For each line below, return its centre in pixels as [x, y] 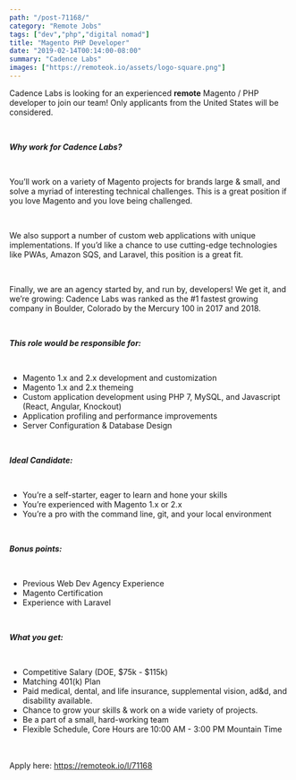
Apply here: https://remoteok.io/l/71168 [81, 765]
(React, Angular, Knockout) [72, 406]
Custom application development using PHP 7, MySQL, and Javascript [151, 396]
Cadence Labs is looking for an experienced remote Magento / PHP [134, 93]
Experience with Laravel [67, 602]
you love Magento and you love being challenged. [101, 200]
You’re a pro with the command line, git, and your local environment [147, 514]
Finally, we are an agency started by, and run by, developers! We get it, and [148, 289]
